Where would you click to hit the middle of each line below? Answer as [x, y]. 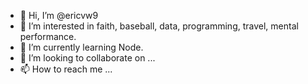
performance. [48, 36]
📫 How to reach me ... [66, 69]
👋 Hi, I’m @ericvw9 [59, 15]
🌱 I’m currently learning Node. [81, 47]
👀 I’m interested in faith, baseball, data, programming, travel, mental [159, 26]
